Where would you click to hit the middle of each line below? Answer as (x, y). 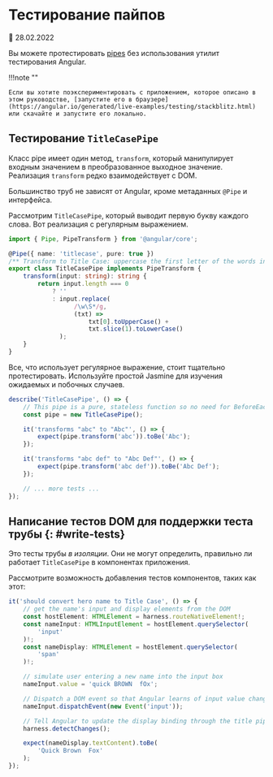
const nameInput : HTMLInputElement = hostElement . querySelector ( (136, 624)
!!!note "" (24, 77)
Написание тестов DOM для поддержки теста (131, 521)
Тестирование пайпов (87, 15)
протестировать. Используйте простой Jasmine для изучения (116, 376)
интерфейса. (30, 200)
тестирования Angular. (48, 62)
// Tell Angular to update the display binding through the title (138, 721)
